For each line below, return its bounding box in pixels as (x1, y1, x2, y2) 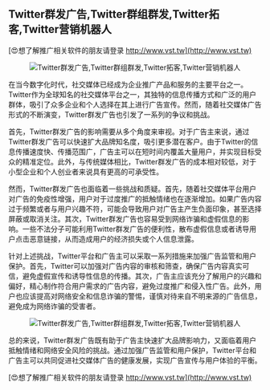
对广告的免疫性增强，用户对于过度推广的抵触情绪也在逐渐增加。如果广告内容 (8, 193, 262, 203)
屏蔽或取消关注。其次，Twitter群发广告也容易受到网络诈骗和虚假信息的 (8, 213, 243, 223)
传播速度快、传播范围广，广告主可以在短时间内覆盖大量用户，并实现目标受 (14, 147, 262, 156)
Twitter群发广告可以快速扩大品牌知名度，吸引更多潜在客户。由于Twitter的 (8, 136, 252, 146)
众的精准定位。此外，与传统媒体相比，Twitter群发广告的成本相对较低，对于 (8, 156, 257, 166)
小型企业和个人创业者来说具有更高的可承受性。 (8, 167, 163, 177)
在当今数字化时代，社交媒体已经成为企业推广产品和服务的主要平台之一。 (8, 79, 247, 89)
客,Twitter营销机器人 (8, 22, 112, 36)
